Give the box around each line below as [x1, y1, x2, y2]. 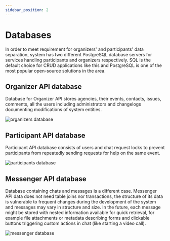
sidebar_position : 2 [5, 7, 49, 13]
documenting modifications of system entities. [5, 107, 102, 113]
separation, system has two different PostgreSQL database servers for [5, 51, 152, 57]
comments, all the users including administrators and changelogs [5, 101, 142, 107]
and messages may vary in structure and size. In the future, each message [5, 204, 161, 210]
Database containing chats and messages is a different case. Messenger [5, 188, 157, 194]
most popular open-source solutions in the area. [5, 67, 106, 74]
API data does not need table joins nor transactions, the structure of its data [5, 193, 163, 199]
